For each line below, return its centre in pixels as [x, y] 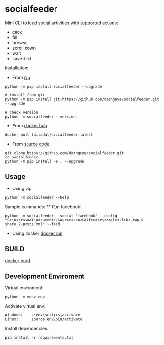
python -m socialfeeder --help [37, 197]
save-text [22, 58]
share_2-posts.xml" [25, 224]
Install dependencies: [27, 329]
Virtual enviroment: [24, 288]
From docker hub [30, 125]
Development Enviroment [45, 276]
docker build [18, 261]
